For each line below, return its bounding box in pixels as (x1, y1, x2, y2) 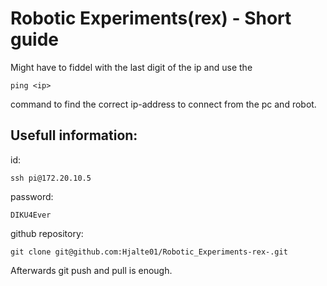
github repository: (10, 227, 84, 239)
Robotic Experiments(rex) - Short (10, 7, 292, 30)
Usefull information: (10, 127, 138, 144)
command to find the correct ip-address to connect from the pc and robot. (10, 98, 317, 110)
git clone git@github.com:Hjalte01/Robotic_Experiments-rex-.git (10, 247, 288, 257)
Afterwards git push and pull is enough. (10, 264, 173, 276)
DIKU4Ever (10, 210, 52, 220)
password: (10, 190, 54, 202)
